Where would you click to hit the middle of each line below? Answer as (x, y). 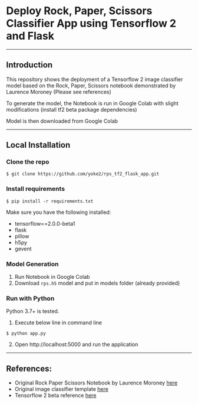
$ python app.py (26, 334)
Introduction (29, 65)
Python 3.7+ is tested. (33, 311)
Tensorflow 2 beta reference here (55, 395)
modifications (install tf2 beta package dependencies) (72, 109)
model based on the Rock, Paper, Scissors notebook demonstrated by (91, 85)
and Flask (30, 36)
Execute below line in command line (58, 322)
